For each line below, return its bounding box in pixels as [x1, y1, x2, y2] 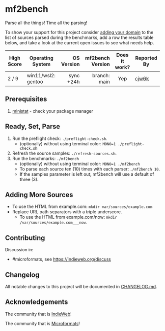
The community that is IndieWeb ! [5, 311, 72, 317]
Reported [135, 54, 158, 61]
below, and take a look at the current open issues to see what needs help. [5, 39, 154, 45]
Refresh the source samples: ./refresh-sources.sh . [12, 150, 117, 156]
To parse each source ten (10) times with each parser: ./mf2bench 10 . [19, 166, 160, 172]
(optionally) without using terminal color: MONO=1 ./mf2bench [19, 161, 140, 166]
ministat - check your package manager [12, 108, 93, 114]
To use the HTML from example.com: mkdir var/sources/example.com [12, 203, 153, 210]
